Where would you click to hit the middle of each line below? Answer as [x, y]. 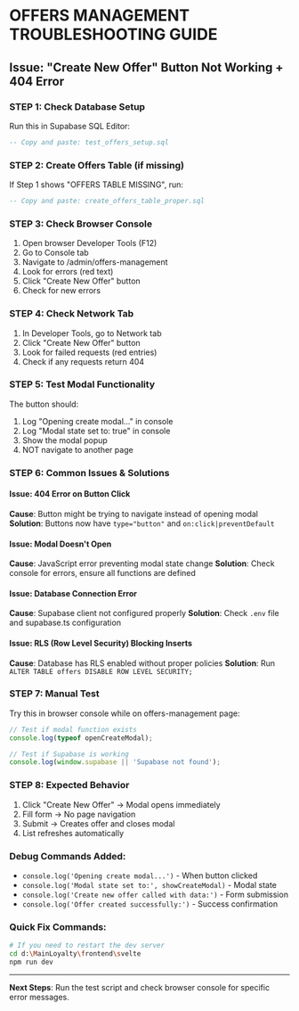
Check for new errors [61, 291]
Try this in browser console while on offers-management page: [125, 713]
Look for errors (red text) [68, 272]
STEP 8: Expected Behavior [69, 785]
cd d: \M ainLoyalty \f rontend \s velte [75, 954]
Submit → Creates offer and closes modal [98, 823]
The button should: [44, 404]
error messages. [39, 997]
